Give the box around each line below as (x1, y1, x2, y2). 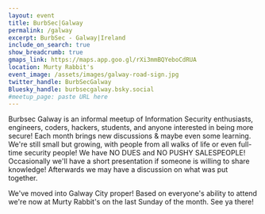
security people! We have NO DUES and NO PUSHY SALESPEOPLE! (24, 148, 246, 158)
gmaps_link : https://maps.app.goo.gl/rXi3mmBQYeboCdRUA (8, 56, 197, 64)
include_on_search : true (8, 41, 90, 49)
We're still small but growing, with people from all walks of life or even (8, 139, 237, 149)
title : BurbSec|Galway (8, 19, 83, 27)
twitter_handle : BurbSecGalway (8, 78, 112, 86)
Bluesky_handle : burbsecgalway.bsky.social (8, 85, 155, 94)
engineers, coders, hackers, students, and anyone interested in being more (8, 123, 254, 132)
